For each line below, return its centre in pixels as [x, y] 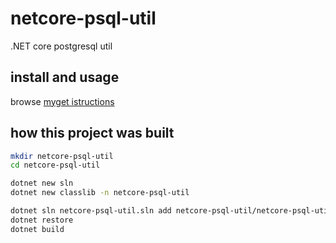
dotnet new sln [42, 183]
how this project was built [92, 133]
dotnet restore [42, 220]
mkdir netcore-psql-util [62, 156]
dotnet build [37, 229]
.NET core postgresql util [61, 46]
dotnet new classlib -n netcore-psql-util [100, 193]
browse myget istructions [62, 101]
